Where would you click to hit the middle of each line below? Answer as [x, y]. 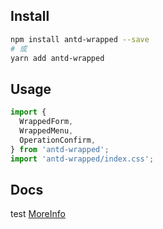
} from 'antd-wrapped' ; [60, 149]
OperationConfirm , [58, 140]
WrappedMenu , [46, 131]
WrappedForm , [46, 122]
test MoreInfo [38, 214]
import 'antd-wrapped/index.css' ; [82, 159]
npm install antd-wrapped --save [80, 39]
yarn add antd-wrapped [57, 58]
